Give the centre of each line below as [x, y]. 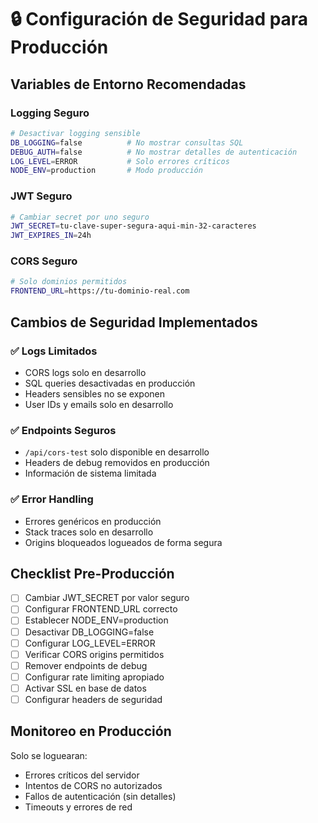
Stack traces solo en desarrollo [89, 532]
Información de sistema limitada [90, 473]
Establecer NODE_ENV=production [96, 620]
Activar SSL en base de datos [85, 688]
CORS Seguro [44, 261]
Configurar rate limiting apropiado [94, 677]
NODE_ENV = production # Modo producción [106, 171]
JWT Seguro [41, 196]
